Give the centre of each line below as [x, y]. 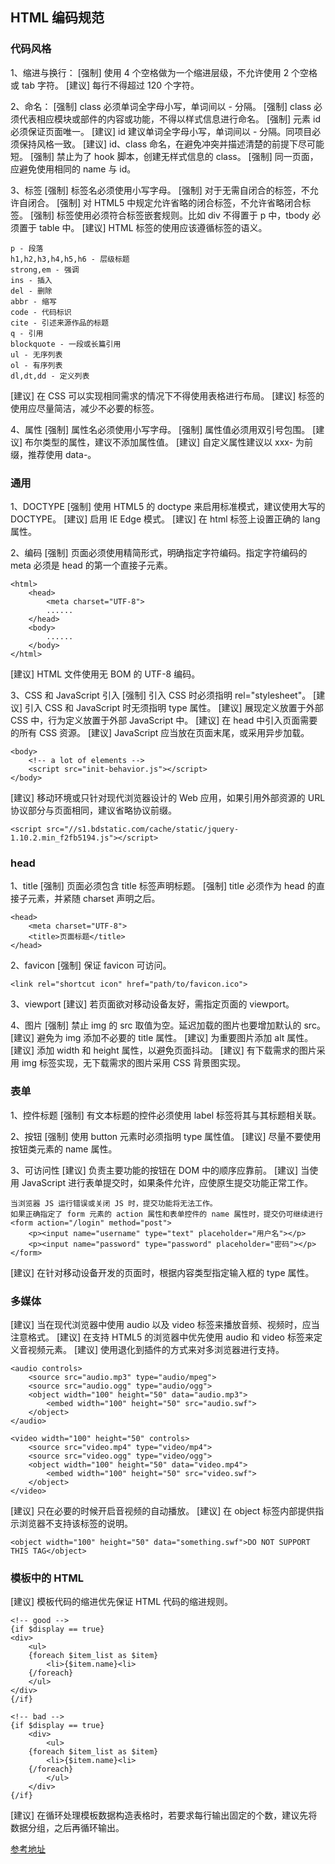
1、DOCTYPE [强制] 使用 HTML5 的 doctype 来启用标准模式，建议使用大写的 [168, 506]
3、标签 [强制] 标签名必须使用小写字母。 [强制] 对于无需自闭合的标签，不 [160, 190]
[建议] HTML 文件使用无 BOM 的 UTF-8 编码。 [105, 674]
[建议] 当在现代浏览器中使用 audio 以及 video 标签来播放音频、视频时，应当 [165, 1324]
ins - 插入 [31, 280]
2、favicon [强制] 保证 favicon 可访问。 [91, 965]
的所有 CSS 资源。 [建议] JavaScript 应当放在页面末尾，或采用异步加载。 [160, 732]
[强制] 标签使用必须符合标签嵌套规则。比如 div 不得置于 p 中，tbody [169, 215]
